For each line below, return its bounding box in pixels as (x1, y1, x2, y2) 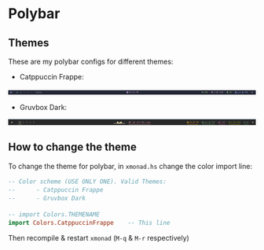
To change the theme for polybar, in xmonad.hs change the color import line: (8, 161, 253, 171)
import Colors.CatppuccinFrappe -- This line (8, 219, 170, 227)
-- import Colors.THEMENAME (8, 211, 101, 219)
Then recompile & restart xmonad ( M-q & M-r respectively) (8, 233, 190, 243)
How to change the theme (8, 141, 137, 154)
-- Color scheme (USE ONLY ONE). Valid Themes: (8, 178, 167, 186)
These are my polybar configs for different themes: (8, 57, 174, 66)
